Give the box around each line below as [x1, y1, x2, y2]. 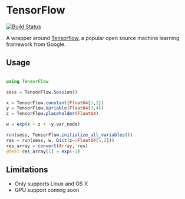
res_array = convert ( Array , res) [6, 142, 88, 149]
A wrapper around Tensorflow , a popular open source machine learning [6, 34, 180, 41]
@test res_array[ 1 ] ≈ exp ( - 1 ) [6, 148, 81, 154]
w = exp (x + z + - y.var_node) [6, 121, 81, 127]
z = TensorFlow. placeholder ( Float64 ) [6, 111, 99, 117]
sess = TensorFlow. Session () [6, 89, 78, 95]
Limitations [6, 164, 48, 174]
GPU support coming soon [14, 187, 80, 194]
